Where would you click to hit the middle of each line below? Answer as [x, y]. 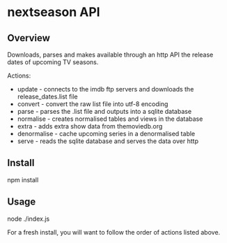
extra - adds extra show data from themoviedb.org [90, 126]
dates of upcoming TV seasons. [53, 62]
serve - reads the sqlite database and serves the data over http [108, 141]
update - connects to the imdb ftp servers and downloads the [105, 89]
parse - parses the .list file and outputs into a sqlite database [104, 111]
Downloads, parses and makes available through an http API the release [110, 54]
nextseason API [54, 12]
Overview [29, 38]
